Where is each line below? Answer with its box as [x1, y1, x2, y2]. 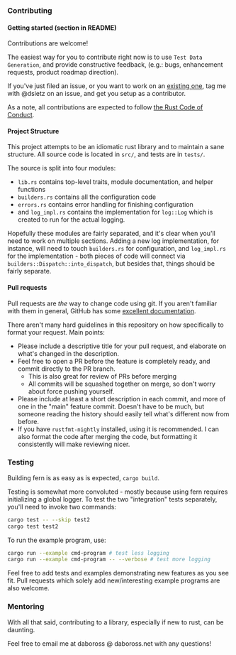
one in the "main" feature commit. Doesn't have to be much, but [17, 402, 205, 411]
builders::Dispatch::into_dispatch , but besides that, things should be [7, 259, 215, 268]
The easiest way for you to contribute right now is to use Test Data [7, 53, 203, 62]
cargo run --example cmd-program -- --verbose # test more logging [7, 556, 211, 563]
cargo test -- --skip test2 [7, 516, 91, 524]
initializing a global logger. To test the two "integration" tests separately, [7, 494, 218, 503]
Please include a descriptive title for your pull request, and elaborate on [17, 342, 227, 350]
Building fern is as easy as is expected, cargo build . [7, 473, 159, 482]
